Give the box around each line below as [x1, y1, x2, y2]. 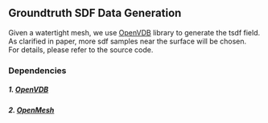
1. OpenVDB [8, 84, 49, 95]
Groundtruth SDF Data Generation [8, 6, 182, 20]
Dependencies [8, 64, 67, 76]
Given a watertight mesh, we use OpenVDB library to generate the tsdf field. [8, 27, 261, 37]
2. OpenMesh [8, 105, 55, 115]
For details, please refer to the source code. [8, 44, 154, 55]
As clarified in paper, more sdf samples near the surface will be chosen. [8, 36, 247, 46]
